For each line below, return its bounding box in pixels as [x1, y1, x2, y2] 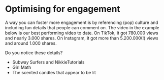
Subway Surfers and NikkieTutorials [12, 59, 85, 65]
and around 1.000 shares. [5, 40, 57, 46]
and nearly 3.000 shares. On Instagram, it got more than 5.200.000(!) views [5, 35, 159, 41]
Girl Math [12, 64, 31, 70]
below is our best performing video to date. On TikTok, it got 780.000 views [5, 30, 159, 36]
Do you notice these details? [5, 50, 63, 56]
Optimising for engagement [5, 3, 121, 15]
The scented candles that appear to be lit [12, 69, 96, 75]
